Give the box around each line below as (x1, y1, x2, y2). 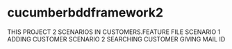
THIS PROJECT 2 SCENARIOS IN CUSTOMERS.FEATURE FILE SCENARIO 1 (7, 28, 221, 36)
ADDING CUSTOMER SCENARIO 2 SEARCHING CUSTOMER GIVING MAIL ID (7, 35, 226, 43)
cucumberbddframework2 (7, 5, 164, 21)
